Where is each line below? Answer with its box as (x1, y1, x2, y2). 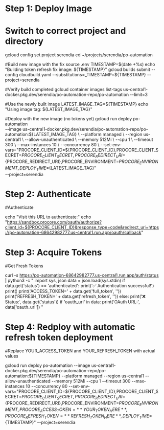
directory (5, 36, 44, 47)
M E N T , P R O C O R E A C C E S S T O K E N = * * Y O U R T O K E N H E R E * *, (5, 407, 127, 413)
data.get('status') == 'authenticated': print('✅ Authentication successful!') (5, 283, 154, 289)
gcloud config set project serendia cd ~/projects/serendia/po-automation (5, 52, 153, 58)
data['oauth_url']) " (5, 304, 43, 310)
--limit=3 (129, 91, 148, 98)
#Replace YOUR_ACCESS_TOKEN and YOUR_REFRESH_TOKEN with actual (5, 348, 156, 354)
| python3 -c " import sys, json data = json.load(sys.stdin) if (5, 277, 125, 284)
